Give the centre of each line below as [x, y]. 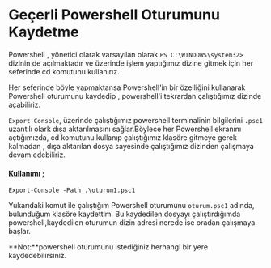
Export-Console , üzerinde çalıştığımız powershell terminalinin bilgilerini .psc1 [135, 120]
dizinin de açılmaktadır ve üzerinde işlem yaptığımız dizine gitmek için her [131, 63]
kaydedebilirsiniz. [38, 256]
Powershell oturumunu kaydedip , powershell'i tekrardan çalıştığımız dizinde [135, 96]
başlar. [19, 232]
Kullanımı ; [27, 173]
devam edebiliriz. [37, 155]
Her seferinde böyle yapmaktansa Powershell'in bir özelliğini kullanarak [127, 87]
